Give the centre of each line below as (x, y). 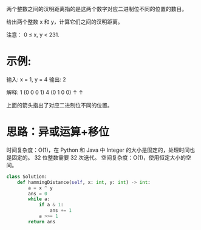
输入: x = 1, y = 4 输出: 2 (36, 79)
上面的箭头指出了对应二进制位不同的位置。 (60, 105)
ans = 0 (38, 194)
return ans (42, 222)
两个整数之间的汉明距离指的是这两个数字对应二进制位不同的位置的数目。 (97, 9)
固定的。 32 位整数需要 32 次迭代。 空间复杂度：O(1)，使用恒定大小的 (99, 157)
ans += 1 (60, 211)
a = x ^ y (40, 188)
